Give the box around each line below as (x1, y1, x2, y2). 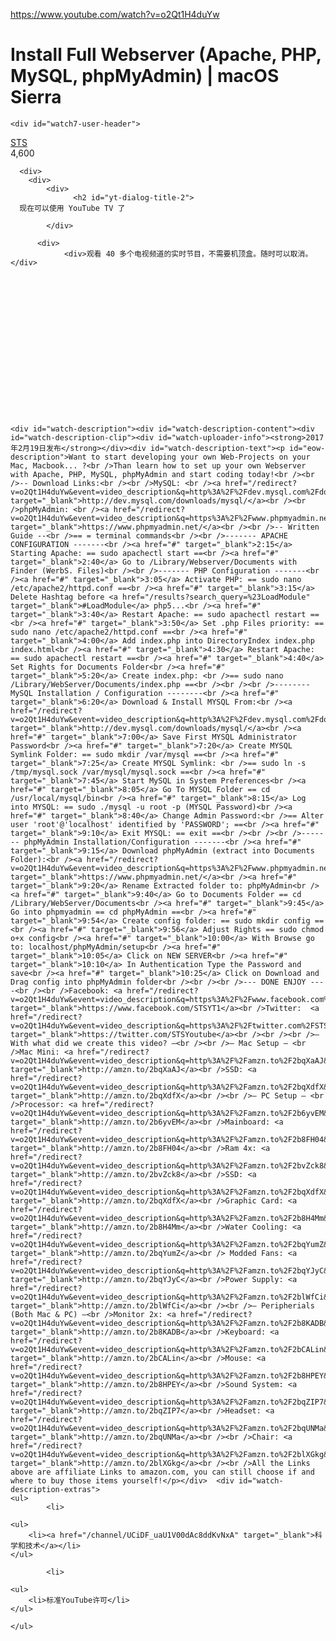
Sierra (10, 86, 62, 109)
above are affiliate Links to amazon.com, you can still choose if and (10, 1467, 315, 1477)
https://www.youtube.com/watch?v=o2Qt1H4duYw (10, 9, 220, 20)
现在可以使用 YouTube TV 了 (19, 203, 126, 213)
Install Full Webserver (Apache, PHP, (10, 44, 322, 66)
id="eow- (289, 443, 326, 453)
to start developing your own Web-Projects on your (90, 452, 311, 462)
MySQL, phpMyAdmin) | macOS (10, 65, 280, 88)
